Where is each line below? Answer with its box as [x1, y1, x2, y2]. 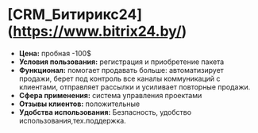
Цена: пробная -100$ [18, 48, 92, 58]
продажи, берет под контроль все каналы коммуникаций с [18, 74, 221, 83]
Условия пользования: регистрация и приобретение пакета [18, 57, 225, 66]
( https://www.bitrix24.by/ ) [7, 22, 187, 40]
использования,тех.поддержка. [18, 116, 126, 125]
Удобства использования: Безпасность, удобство [18, 107, 192, 116]
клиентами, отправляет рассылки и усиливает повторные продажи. [18, 82, 251, 92]
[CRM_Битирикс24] [7, 6, 142, 24]
